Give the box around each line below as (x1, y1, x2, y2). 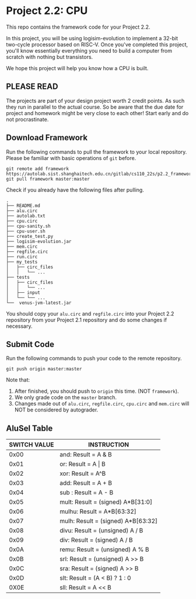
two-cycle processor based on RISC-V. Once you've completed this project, (6, 41, 188, 48)
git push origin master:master (6, 366, 82, 372)
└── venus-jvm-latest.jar (6, 300, 72, 306)
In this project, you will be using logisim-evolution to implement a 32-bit (6, 34, 178, 41)
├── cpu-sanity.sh (6, 223, 51, 229)
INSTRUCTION (88, 441, 129, 449)
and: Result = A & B (59, 451, 112, 459)
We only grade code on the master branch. (14, 394, 117, 401)
